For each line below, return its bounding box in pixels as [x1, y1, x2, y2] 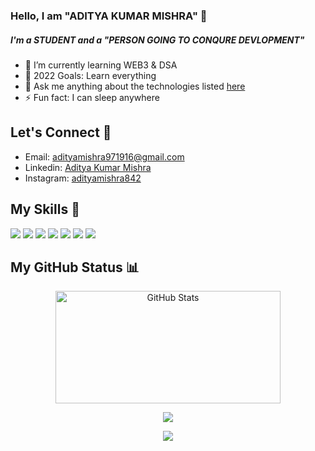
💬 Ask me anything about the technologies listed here [24, 80, 246, 92]
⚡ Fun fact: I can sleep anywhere [24, 91, 160, 103]
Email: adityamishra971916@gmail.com [24, 150, 185, 163]
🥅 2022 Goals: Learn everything [24, 69, 157, 81]
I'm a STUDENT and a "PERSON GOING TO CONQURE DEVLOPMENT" [10, 34, 305, 46]
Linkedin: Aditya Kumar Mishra [24, 161, 152, 173]
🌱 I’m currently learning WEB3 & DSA [24, 59, 178, 71]
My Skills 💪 [10, 201, 80, 218]
